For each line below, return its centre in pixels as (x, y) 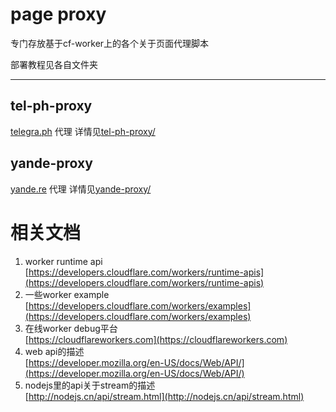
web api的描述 (54, 351)
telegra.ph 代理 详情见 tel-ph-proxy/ (83, 131)
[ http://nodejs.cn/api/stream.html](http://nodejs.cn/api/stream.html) (164, 396)
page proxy (58, 14)
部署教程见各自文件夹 (54, 64)
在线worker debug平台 (71, 328)
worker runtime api (63, 261)
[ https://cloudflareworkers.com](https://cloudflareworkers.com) (156, 339)
